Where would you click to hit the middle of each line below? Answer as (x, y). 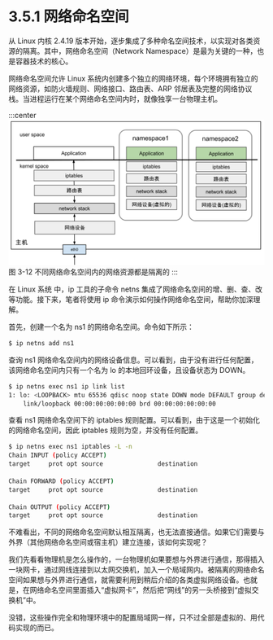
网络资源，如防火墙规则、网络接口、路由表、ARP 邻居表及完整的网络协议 (130, 88)
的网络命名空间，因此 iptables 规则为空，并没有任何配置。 (106, 430)
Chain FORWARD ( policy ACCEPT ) (61, 481)
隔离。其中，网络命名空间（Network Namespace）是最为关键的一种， (140, 50)
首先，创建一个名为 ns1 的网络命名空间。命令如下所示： (102, 327)
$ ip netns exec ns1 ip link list (67, 386)
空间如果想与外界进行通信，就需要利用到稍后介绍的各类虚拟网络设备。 (126, 580)
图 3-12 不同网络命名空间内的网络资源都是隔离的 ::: (93, 272)
